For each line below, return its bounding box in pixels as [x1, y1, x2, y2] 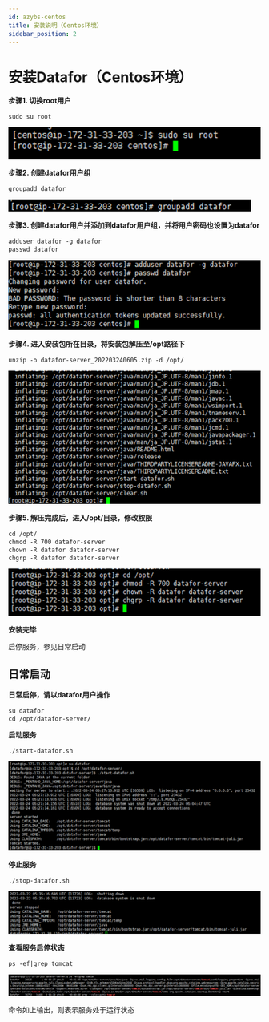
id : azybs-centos [8, 13, 66, 21]
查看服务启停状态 [8, 943, 65, 953]
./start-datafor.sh [8, 747, 74, 755]
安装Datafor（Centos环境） [8, 68, 193, 86]
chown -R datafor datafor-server [8, 546, 120, 554]
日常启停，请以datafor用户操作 [8, 690, 110, 700]
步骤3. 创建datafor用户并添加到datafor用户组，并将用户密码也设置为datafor [8, 220, 260, 230]
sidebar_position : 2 [8, 30, 78, 38]
